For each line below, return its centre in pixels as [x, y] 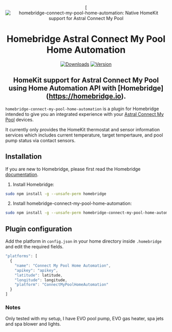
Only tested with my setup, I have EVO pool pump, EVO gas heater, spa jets [84, 319]
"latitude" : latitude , [39, 275]
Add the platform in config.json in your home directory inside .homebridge [84, 241]
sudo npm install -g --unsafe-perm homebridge [56, 194]
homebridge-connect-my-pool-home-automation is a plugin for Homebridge [82, 109]
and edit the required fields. [35, 247]
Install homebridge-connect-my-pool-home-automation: [72, 203]
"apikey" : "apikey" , [36, 270]
